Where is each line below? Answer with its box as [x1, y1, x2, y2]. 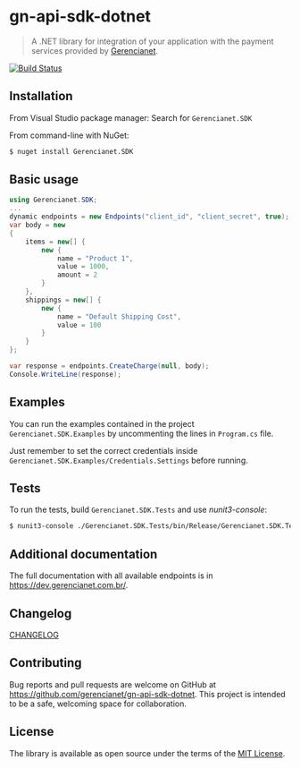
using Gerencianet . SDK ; [9, 195, 98, 205]
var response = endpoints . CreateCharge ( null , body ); [9, 362, 210, 371]
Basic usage [9, 172, 79, 187]
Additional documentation [9, 546, 158, 561]
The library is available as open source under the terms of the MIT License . [9, 747, 286, 758]
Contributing [9, 655, 82, 670]
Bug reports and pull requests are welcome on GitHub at [9, 678, 217, 690]
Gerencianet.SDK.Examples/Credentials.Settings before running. [9, 455, 248, 465]
